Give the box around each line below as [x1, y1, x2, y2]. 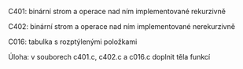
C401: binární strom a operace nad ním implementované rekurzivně [8, 7, 226, 16]
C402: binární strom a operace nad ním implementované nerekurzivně [8, 22, 236, 31]
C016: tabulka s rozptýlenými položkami [8, 37, 138, 46]
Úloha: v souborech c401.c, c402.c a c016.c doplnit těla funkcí [8, 53, 211, 61]
